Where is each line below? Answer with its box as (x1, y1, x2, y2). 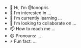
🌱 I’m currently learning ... (9, 15, 62, 21)
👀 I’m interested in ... (9, 10, 52, 16)
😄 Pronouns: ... (9, 33, 42, 39)
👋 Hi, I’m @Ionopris (9, 5, 49, 10)
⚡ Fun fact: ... (9, 38, 37, 44)
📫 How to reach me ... (9, 26, 55, 31)
